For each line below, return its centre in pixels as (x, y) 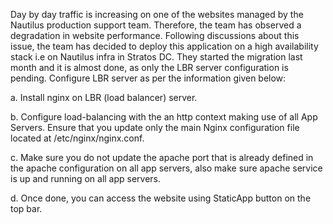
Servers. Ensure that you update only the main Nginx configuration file (155, 127)
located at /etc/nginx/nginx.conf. (77, 138)
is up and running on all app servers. (86, 178)
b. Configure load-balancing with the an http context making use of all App (164, 117)
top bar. (26, 208)
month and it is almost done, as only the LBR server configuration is (149, 67)
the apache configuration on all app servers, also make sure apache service (166, 168)
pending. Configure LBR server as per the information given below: (148, 78)
